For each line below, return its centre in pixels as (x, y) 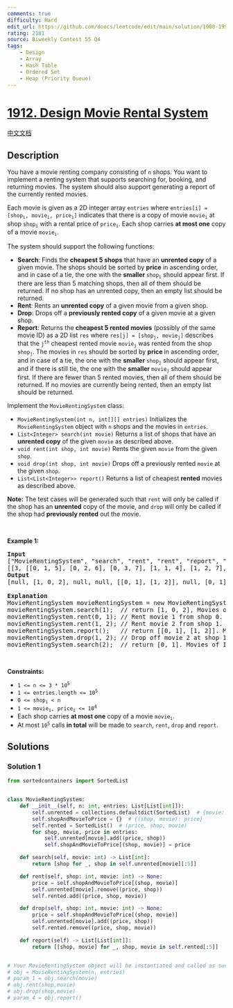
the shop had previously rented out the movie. (74, 514)
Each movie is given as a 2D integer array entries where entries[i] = (107, 208)
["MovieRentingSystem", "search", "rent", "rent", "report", (113, 561)
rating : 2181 (26, 33)
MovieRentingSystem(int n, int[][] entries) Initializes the (102, 419)
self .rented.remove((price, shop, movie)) (94, 928)
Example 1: (23, 541)
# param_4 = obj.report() (44, 998)
